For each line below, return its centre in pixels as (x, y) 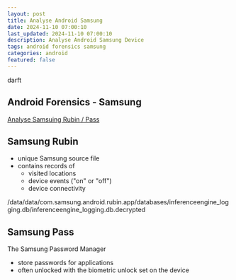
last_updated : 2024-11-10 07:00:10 (60, 34)
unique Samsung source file (58, 158)
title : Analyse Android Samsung (55, 21)
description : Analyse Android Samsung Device (75, 40)
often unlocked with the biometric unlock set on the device (103, 270)
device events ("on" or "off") (70, 181)
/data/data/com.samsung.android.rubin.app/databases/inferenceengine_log (118, 202)
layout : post (27, 14)
